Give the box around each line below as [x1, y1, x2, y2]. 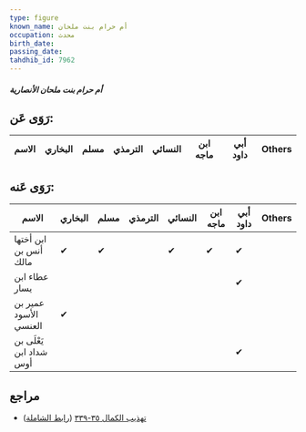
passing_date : [9, 47, 64, 57]
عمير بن [14, 297, 46, 310]
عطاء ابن [14, 271, 49, 283]
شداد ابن [14, 345, 48, 358]
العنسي [14, 320, 43, 333]
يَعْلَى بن [14, 334, 44, 347]
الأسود [14, 308, 39, 321]
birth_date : [9, 38, 55, 48]
